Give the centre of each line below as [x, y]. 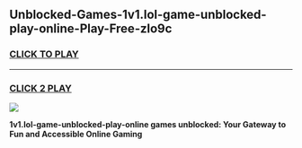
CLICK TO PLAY [44, 55]
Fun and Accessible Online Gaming [76, 134]
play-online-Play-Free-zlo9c [91, 29]
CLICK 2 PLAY [40, 88]
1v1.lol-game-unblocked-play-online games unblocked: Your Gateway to [148, 124]
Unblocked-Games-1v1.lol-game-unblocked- [138, 15]
